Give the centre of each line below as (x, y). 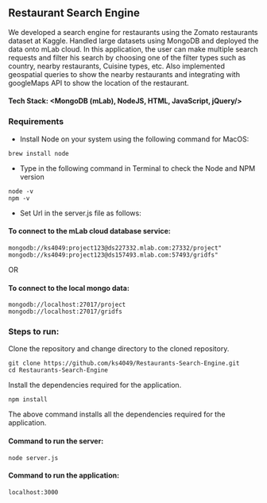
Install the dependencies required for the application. (95, 385)
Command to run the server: (56, 441)
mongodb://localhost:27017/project (67, 305)
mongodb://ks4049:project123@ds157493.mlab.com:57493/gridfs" (113, 255)
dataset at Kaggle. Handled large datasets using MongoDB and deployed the (133, 41)
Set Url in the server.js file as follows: (80, 213)
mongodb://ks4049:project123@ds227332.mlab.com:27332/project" (115, 248)
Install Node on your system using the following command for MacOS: (134, 139)
